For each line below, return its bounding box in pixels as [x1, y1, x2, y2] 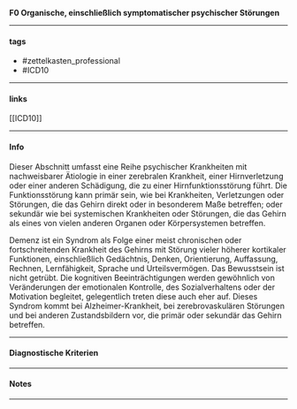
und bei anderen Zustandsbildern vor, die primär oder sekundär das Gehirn [9, 309, 283, 321]
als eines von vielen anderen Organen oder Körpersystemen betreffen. [9, 217, 266, 228]
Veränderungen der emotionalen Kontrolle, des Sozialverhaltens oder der [9, 282, 276, 292]
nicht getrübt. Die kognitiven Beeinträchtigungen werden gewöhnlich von [9, 272, 276, 283]
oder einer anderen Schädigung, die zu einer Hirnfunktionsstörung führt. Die [9, 180, 287, 191]
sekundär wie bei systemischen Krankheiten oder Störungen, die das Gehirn [9, 208, 287, 219]
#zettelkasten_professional [21, 56, 121, 66]
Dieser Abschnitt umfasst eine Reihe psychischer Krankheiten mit [9, 161, 247, 171]
